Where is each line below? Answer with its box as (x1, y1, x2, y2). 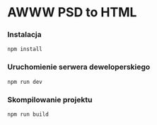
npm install (7, 45, 42, 53)
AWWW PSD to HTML (7, 4, 137, 21)
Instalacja (7, 30, 42, 40)
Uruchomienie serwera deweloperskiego (7, 62, 151, 72)
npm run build (7, 111, 50, 118)
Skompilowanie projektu (7, 94, 93, 104)
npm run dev (7, 78, 42, 85)
